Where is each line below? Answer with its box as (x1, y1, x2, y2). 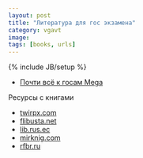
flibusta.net (19, 116, 57, 126)
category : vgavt (8, 26, 62, 34)
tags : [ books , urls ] (8, 41, 77, 49)
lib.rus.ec (19, 125, 51, 134)
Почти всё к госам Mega (19, 78, 103, 87)
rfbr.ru (19, 141, 41, 151)
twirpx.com (19, 108, 57, 118)
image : (8, 33, 30, 42)
